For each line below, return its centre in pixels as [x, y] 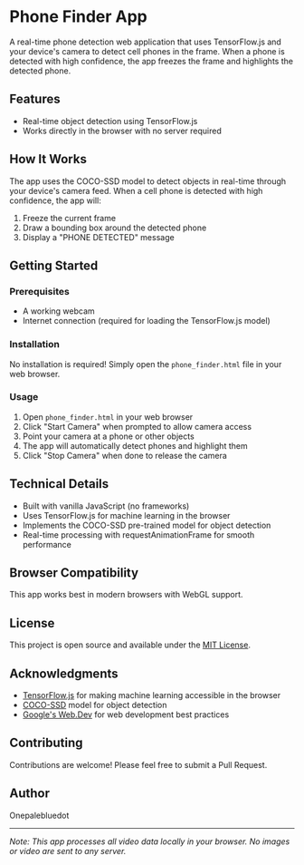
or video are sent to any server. [68, 850]
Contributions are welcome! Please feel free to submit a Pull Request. [138, 764]
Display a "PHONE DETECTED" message [98, 237]
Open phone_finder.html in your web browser [108, 417]
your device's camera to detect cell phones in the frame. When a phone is [147, 51]
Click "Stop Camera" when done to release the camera [125, 455]
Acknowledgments [64, 673]
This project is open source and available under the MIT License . [130, 645]
